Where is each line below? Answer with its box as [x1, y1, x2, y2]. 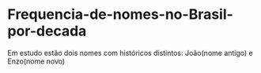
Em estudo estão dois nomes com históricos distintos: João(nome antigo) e [7, 48, 254, 57]
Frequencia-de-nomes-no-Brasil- [7, 5, 234, 24]
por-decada [7, 22, 87, 40]
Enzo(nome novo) [7, 57, 66, 66]
